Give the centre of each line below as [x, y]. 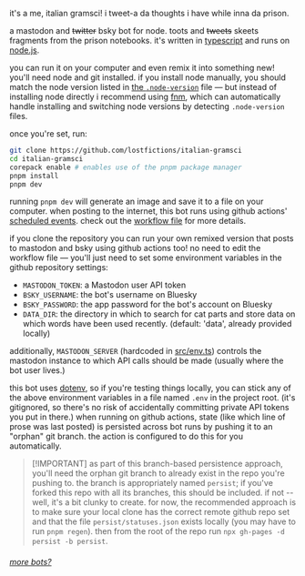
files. [19, 116]
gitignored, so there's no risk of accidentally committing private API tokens [149, 408]
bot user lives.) [37, 370]
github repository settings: [59, 268]
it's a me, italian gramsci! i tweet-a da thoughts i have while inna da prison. [149, 13]
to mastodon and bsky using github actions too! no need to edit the [135, 248]
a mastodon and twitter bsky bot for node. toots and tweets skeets [134, 30]
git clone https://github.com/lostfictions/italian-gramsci [126, 150]
